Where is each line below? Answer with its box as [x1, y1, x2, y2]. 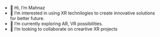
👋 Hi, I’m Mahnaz [10, 5, 45, 10]
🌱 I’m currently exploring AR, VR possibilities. [10, 20, 103, 26]
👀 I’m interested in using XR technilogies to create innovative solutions [10, 10, 155, 16]
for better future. [10, 15, 45, 21]
